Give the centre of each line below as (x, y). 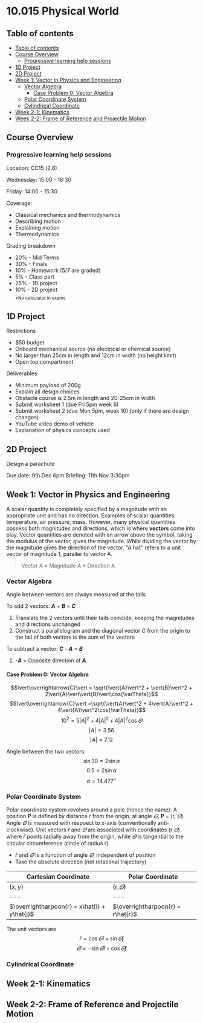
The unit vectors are (31, 929)
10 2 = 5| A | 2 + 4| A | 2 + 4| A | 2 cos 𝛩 (101, 720)
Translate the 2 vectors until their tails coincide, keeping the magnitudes (105, 618)
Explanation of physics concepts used (63, 430)
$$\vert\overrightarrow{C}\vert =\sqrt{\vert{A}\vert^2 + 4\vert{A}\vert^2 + (101, 704)
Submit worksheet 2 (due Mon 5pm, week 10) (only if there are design (102, 411)
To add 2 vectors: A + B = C (41, 606)
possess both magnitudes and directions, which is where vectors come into (101, 528)
